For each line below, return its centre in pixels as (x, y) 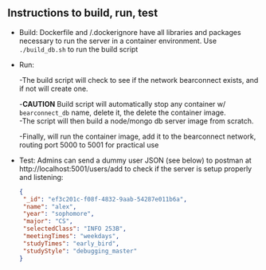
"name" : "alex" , (50, 206)
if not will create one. (53, 88)
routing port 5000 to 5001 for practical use (89, 145)
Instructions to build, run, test (83, 13)
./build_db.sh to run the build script (78, 49)
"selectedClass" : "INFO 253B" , (74, 229)
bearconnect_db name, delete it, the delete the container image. (122, 112)
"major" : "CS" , (48, 221)
